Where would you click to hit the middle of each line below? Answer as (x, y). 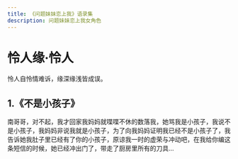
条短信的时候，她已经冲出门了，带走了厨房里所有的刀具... (91, 148)
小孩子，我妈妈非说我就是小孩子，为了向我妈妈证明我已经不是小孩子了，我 (122, 131)
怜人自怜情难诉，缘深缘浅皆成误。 (57, 79)
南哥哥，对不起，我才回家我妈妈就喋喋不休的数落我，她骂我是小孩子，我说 (116, 122)
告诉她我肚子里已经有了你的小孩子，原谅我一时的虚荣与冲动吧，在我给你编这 (119, 140)
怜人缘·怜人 (41, 58)
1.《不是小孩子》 (44, 103)
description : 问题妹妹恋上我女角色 (54, 21)
